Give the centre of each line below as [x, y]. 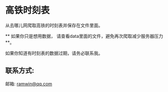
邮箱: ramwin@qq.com [29, 83]
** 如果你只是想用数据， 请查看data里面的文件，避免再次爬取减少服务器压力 [84, 36]
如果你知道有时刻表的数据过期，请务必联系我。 [54, 53]
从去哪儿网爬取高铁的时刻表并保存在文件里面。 [54, 25]
